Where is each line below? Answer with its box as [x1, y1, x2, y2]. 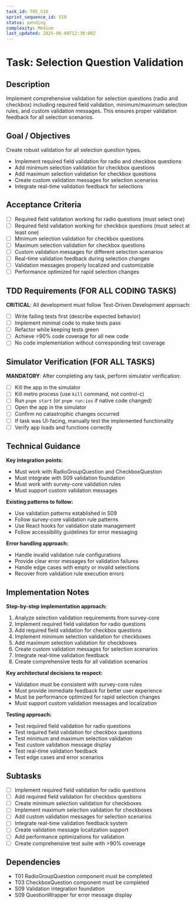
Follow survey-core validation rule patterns [14, 516, 119, 523]
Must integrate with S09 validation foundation [14, 475, 125, 482]
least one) [14, 229, 39, 236]
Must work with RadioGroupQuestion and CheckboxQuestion [14, 468, 163, 475]
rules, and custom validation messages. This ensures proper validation [6, 107, 177, 115]
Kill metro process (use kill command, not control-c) [14, 390, 145, 398]
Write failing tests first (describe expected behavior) [14, 313, 141, 320]
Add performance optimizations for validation [14, 833, 124, 840]
